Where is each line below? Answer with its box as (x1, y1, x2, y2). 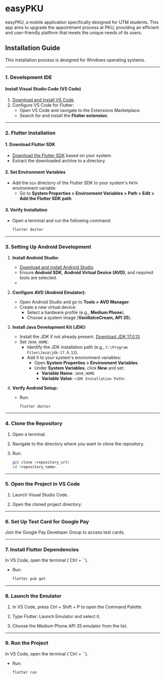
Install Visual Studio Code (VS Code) (5, 86, 82, 92)
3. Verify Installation (5, 207, 48, 213)
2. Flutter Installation (5, 129, 55, 136)
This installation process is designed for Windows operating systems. (5, 57, 146, 63)
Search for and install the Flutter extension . (19, 113, 109, 118)
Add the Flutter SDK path (19, 196, 72, 201)
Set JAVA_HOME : (19, 339, 49, 344)
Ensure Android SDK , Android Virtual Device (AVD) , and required (19, 269, 154, 275)
